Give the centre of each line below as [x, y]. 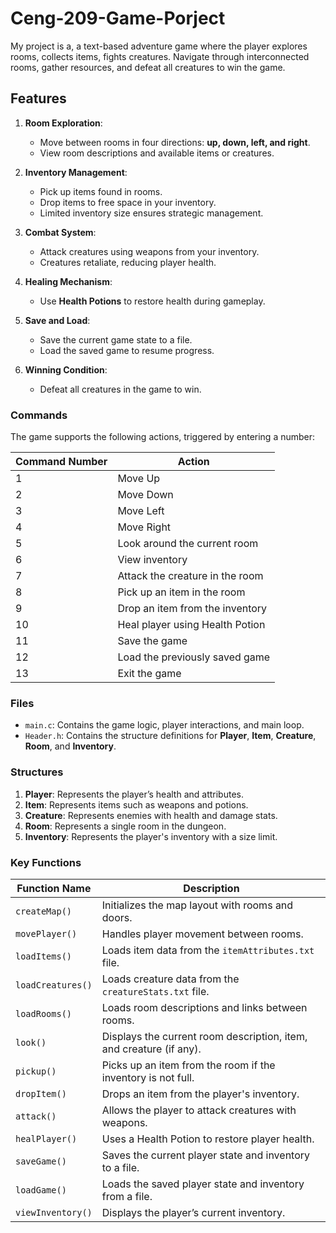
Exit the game [149, 674]
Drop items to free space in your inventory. [128, 202]
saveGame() [41, 1161]
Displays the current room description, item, [204, 1036]
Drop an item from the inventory [192, 609]
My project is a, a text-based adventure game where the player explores [159, 46]
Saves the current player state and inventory [206, 1155]
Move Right [144, 527]
